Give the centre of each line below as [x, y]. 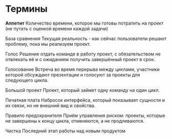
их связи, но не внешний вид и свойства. [51, 105]
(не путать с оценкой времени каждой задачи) [57, 28]
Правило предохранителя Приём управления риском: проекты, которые [85, 115]
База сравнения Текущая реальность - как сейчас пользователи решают [86, 38]
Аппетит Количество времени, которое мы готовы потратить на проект [84, 23]
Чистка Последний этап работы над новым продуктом [65, 131]
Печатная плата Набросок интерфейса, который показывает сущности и [85, 100]
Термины [26, 9]
